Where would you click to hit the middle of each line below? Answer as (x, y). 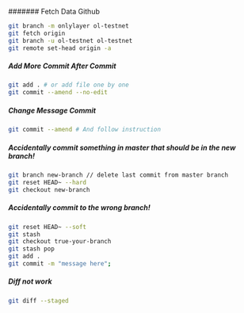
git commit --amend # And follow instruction (84, 130)
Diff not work (30, 281)
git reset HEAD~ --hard (48, 182)
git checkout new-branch (49, 189)
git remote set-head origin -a (60, 48)
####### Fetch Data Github (54, 11)
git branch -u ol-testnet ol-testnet (71, 40)
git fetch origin (37, 33)
